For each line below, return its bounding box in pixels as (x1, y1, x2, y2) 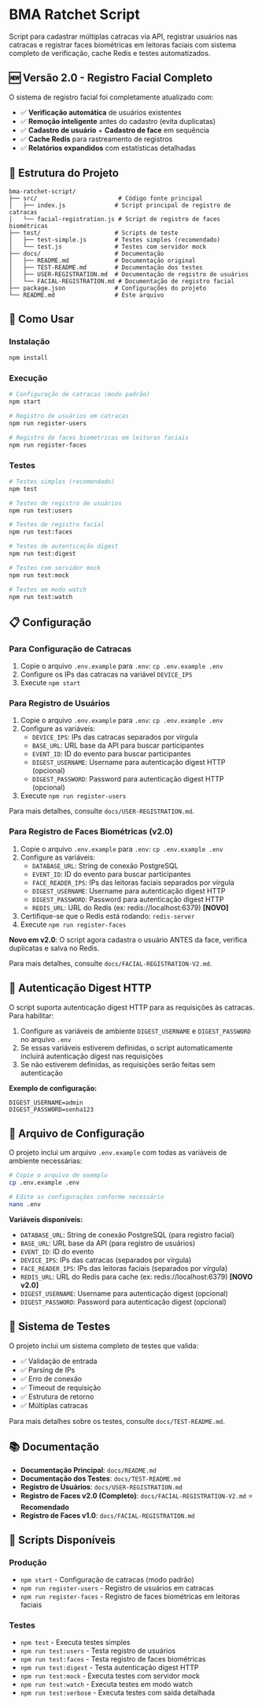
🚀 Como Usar (9, 312, 75, 325)
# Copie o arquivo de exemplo (9, 1171, 109, 1179)
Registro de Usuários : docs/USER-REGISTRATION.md (20, 1482, 183, 1491)
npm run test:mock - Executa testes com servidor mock (20, 1671, 200, 1681)
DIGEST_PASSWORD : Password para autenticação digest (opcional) (20, 1297, 227, 1306)
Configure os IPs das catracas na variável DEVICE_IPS (20, 669, 193, 680)
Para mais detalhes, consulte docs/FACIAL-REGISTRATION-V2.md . (9, 958, 212, 968)
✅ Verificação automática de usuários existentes (20, 107, 182, 117)
